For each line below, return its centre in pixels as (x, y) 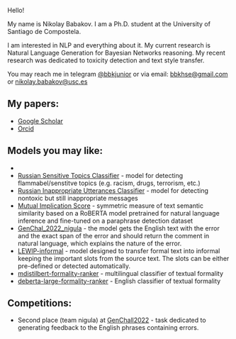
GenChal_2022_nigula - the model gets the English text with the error (118, 228)
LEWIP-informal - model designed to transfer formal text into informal (119, 250)
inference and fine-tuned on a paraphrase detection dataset (105, 221)
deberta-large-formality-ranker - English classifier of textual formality (119, 281)
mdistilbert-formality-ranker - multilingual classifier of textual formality (120, 273)
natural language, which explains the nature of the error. (100, 243)
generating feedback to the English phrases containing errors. (108, 328)
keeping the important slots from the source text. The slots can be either (123, 258)
